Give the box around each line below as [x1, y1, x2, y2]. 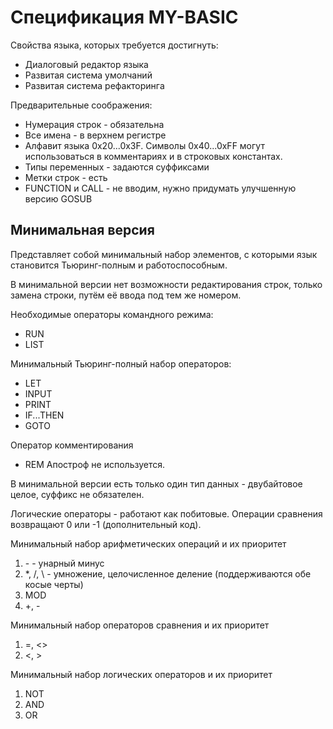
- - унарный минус [24, 557, 105, 569]
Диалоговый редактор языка [24, 58, 149, 70]
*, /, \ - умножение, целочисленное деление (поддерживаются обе [24, 567, 312, 580]
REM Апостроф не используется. [24, 458, 166, 470]
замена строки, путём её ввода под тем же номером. [10, 289, 242, 301]
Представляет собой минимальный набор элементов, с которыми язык [10, 248, 318, 260]
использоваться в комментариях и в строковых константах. [24, 150, 283, 162]
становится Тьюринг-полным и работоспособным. [10, 259, 228, 271]
